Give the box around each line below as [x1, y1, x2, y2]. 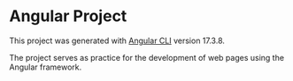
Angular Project [9, 6, 127, 26]
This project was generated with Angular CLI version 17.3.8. [9, 35, 226, 46]
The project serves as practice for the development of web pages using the [9, 52, 285, 63]
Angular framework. [9, 62, 82, 72]
